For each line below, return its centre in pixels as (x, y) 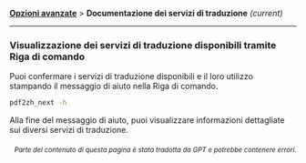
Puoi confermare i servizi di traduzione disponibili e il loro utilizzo (131, 76)
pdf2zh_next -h (38, 103)
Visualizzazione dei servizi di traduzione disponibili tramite (143, 45)
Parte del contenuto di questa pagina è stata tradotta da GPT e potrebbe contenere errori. (155, 149)
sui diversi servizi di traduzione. (69, 130)
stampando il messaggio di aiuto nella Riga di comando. (114, 87)
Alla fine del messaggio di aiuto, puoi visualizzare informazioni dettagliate (147, 120)
